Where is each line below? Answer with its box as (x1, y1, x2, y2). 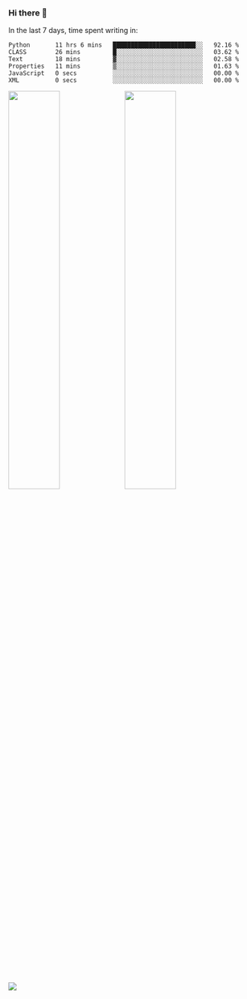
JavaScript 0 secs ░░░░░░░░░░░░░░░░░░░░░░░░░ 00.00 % (8, 69, 240, 77)
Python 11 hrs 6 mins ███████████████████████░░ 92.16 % (8, 41, 240, 49)
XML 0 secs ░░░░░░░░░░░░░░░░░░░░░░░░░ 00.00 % (8, 77, 240, 85)
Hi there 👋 (8, 7, 48, 19)
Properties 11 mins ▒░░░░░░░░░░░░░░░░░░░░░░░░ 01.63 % (8, 62, 240, 71)
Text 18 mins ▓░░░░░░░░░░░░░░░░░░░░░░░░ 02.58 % (8, 56, 240, 64)
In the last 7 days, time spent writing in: (8, 26, 138, 35)
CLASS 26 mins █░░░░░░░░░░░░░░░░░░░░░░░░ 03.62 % (8, 48, 240, 56)
